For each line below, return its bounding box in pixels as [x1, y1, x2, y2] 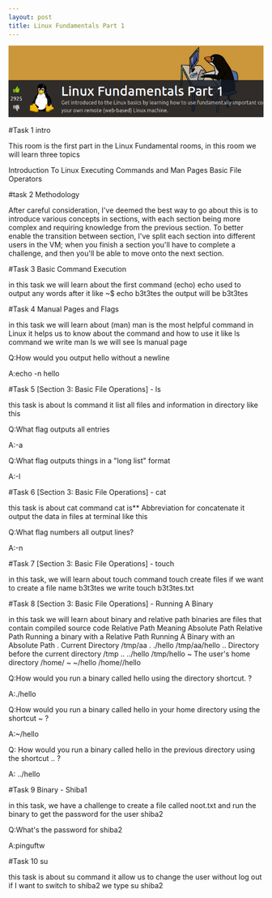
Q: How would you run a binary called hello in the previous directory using [8, 745, 256, 754]
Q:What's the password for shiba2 [8, 824, 123, 835]
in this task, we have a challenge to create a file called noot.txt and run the [8, 800, 257, 810]
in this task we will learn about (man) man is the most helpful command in [8, 320, 253, 329]
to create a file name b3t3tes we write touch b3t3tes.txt [8, 582, 194, 592]
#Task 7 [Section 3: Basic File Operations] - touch [8, 558, 175, 568]
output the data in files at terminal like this [8, 511, 148, 521]
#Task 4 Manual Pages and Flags [8, 304, 119, 314]
